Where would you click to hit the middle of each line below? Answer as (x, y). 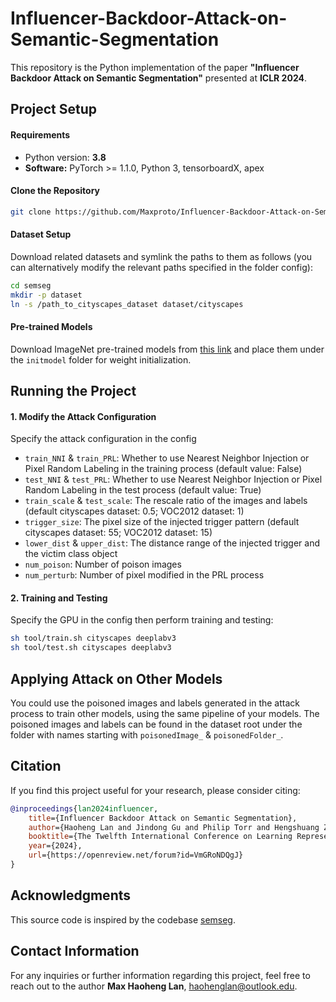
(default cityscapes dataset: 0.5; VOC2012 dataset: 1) (134, 511)
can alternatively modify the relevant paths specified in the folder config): (161, 267)
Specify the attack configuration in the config (103, 439)
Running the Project (73, 391)
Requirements (40, 134)
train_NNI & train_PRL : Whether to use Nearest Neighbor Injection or (167, 458)
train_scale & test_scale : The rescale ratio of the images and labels (166, 501)
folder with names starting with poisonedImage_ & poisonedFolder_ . (147, 735)
